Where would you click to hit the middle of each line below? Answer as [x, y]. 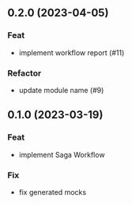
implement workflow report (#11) [72, 52]
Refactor [25, 73]
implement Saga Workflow [62, 155]
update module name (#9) [61, 90]
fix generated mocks [53, 192]
